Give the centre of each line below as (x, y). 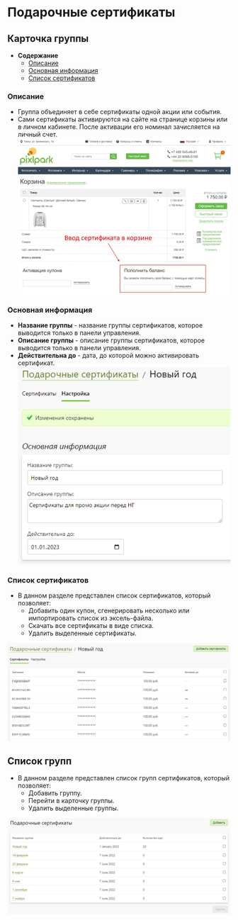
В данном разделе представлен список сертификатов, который (114, 595)
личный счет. (38, 135)
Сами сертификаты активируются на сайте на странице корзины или (123, 119)
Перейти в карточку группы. (71, 801)
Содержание (38, 55)
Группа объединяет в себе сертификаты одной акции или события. (119, 112)
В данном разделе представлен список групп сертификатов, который (124, 778)
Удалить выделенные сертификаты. (82, 633)
